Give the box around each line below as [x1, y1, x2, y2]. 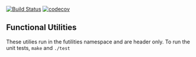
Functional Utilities [6, 22, 77, 32]
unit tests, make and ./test [6, 44, 70, 51]
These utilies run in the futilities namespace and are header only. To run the [6, 38, 191, 45]
